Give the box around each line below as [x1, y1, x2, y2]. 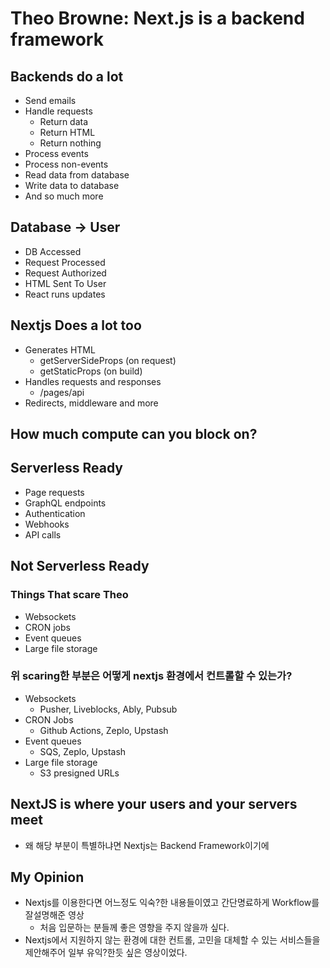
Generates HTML [24, 343, 96, 356]
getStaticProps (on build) [39, 365, 143, 377]
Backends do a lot [10, 68, 124, 85]
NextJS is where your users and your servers [10, 796, 298, 813]
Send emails [24, 95, 77, 106]
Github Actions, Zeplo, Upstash [39, 724, 169, 736]
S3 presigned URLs [39, 767, 120, 779]
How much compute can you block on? [10, 426, 258, 443]
